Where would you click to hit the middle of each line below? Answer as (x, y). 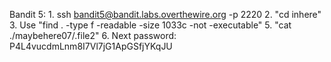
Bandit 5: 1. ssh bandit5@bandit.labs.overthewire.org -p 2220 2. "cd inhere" (165, 14)
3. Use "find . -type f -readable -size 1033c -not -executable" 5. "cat (150, 25)
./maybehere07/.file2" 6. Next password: (93, 35)
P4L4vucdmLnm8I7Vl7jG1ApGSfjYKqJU (91, 46)
